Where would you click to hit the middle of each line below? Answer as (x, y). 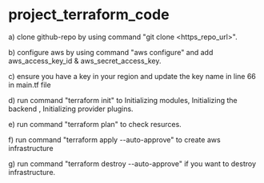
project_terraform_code (89, 15)
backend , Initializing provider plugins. (71, 109)
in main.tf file (30, 85)
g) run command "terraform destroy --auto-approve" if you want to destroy (132, 163)
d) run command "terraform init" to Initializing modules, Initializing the (123, 100)
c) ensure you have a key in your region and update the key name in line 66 (132, 76)
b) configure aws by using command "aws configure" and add (111, 52)
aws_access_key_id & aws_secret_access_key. (85, 61)
